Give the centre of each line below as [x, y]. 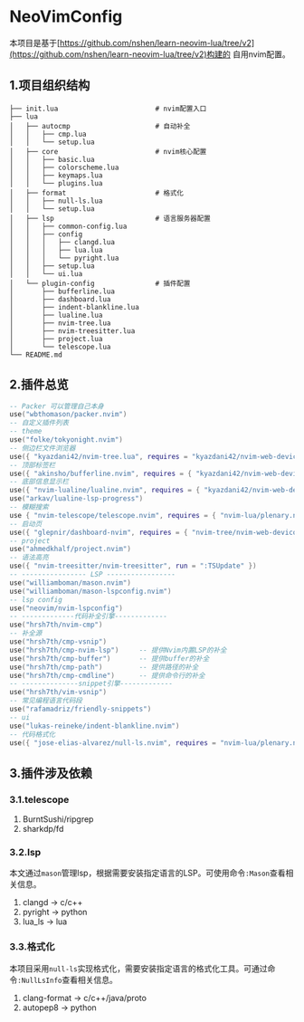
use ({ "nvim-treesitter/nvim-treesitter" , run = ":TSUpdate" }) [133, 566]
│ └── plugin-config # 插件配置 [100, 283]
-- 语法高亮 [29, 558]
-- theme [26, 432]
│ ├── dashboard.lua [60, 299]
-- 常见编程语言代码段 [46, 701]
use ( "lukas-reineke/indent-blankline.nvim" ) [95, 726]
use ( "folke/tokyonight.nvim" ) [66, 440]
